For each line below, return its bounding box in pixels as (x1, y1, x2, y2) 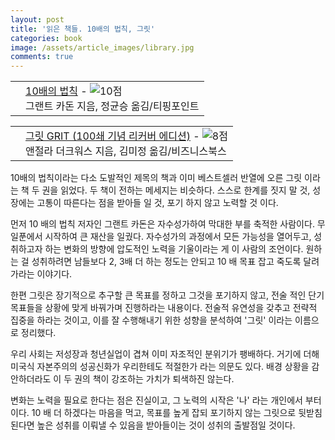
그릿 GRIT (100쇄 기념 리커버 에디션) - (25, 129, 200, 143)
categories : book (10, 33, 83, 43)
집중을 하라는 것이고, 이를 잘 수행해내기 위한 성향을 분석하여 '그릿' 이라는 (10, 314, 293, 326)
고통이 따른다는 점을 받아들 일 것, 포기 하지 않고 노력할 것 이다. (36, 197, 279, 209)
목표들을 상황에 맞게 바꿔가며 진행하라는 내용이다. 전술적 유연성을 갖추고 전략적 (10, 302, 318, 314)
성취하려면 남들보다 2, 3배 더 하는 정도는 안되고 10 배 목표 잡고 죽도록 (31, 256, 302, 268)
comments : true (10, 52, 74, 62)
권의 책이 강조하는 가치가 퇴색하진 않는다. (73, 373, 235, 385)
